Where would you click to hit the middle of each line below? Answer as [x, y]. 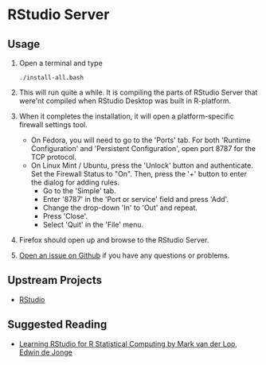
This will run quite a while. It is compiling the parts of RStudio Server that [138, 92]
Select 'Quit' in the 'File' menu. [93, 225]
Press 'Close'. [65, 216]
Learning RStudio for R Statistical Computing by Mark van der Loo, [128, 344]
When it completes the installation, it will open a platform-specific [126, 116]
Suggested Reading [57, 325]
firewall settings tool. [53, 124]
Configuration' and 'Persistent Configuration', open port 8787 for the [143, 148]
